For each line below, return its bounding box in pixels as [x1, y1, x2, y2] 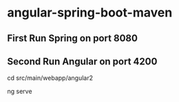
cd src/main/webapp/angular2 [7, 74, 93, 82]
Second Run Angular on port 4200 [7, 55, 158, 67]
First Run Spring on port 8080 [7, 32, 138, 44]
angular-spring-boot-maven [7, 5, 173, 21]
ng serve [7, 88, 32, 96]
